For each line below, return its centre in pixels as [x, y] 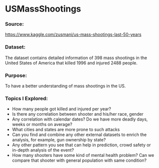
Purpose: [16, 75]
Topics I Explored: [27, 99]
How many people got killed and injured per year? [61, 109]
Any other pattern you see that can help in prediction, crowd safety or [81, 145]
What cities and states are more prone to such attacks [66, 130]
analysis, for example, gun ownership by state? [59, 140]
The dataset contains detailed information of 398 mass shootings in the [76, 58]
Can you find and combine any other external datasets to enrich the [79, 135]
